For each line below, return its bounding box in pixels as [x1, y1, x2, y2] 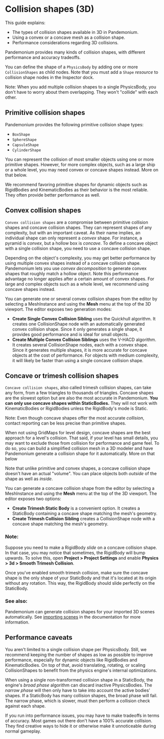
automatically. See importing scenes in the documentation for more [5, 614, 141, 620]
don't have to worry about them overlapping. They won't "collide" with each [5, 89, 158, 95]
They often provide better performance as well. [5, 192, 100, 198]
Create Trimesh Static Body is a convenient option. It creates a [12, 505, 141, 512]
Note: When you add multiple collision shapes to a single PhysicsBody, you [5, 84, 157, 89]
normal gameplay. [5, 728, 42, 734]
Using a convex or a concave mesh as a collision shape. [12, 34, 125, 40]
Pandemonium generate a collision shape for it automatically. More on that [5, 451, 155, 456]
